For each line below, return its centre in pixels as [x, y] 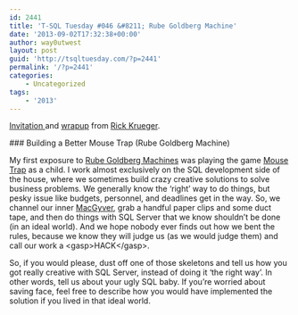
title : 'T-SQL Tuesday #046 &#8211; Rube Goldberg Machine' [124, 26]
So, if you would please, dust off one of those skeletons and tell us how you [148, 263]
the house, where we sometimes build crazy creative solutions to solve [140, 179]
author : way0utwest [46, 42]
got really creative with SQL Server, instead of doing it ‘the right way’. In [141, 272]
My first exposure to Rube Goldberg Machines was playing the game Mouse [149, 161]
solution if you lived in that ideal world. [80, 301]
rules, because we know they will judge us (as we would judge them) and [144, 236]
